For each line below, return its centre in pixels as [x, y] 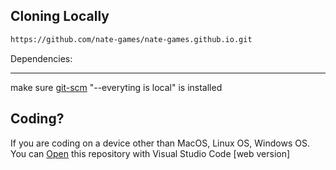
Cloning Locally [60, 16]
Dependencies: [41, 58]
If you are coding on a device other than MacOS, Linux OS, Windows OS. [160, 143]
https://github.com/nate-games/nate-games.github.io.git [131, 39]
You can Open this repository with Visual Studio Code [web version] [150, 153]
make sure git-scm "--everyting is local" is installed [116, 87]
